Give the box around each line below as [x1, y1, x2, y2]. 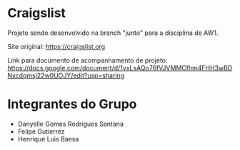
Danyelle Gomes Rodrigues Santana [17, 119, 124, 128]
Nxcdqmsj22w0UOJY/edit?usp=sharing [7, 71, 125, 80]
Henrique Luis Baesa [17, 134, 79, 143]
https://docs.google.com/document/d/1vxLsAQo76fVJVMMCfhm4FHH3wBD [7, 63, 233, 72]
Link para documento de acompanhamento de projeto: [7, 55, 168, 65]
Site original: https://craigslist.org [7, 42, 106, 50]
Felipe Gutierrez [17, 127, 66, 136]
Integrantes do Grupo [7, 96, 137, 112]
